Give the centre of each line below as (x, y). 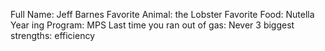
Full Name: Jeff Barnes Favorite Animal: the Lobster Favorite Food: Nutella (162, 14)
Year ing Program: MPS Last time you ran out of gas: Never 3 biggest (152, 25)
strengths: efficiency (53, 35)
